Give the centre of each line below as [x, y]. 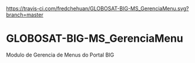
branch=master [25, 15]
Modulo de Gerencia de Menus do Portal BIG [60, 55]
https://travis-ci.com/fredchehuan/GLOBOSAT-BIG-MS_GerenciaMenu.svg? [97, 9]
